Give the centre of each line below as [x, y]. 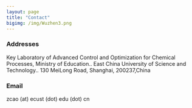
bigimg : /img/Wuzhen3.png [39, 23]
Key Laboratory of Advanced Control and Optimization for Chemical [91, 57]
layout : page [23, 12]
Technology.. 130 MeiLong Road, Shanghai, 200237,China [78, 70]
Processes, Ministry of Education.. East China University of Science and [96, 63]
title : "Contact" [28, 17]
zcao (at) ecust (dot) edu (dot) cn [48, 99]
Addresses [23, 44]
